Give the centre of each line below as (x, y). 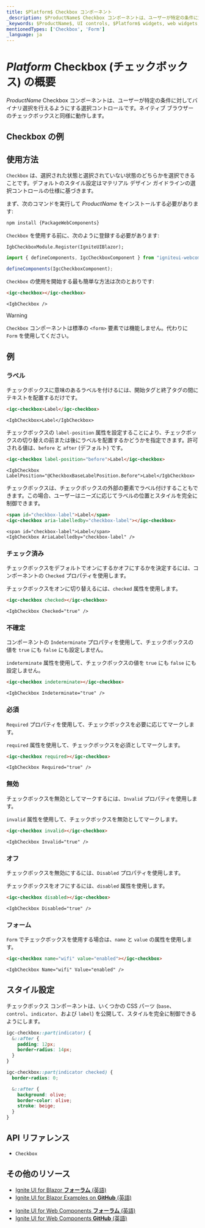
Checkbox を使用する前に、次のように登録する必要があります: (83, 236)
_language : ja (24, 35)
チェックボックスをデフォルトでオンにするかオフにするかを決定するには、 (100, 568)
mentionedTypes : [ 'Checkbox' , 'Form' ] (56, 29)
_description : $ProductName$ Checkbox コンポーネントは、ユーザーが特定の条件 (100, 18)
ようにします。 (25, 1021)
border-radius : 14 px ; (45, 1050)
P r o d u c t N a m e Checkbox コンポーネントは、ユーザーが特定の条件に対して (99, 100)
